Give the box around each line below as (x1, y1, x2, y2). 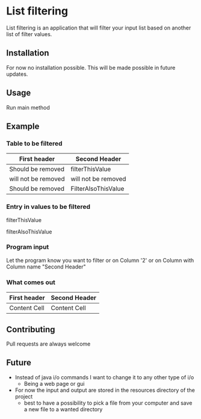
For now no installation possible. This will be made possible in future (6, 64, 176, 71)
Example (6, 121, 40, 131)
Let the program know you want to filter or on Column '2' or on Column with (6, 256, 194, 264)
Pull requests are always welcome (6, 340, 91, 347)
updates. (6, 70, 28, 78)
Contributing (6, 324, 55, 335)
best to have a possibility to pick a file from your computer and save (23, 399, 193, 406)
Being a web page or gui (23, 380, 85, 387)
